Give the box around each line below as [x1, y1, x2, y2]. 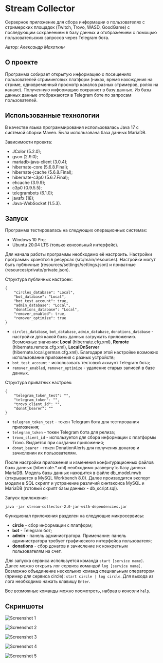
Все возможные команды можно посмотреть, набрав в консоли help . [5, 588, 151, 594]
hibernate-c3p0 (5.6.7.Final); [12, 174, 70, 180]
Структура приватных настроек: [5, 379, 73, 386]
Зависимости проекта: [5, 139, 53, 145]
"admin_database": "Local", [14, 303, 71, 308]
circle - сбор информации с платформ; [12, 522, 93, 528]
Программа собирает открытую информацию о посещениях [5, 71, 131, 77]
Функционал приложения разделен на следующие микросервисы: [5, 513, 145, 519]
